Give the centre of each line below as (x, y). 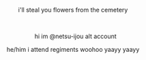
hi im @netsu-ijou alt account (75, 36)
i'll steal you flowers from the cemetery (73, 10)
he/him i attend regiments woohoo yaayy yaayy (73, 49)
